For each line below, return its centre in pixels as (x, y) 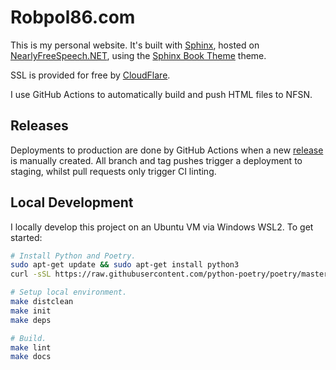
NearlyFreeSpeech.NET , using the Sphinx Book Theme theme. (138, 55)
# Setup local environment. (69, 292)
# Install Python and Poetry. (73, 256)
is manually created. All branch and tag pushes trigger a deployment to (156, 160)
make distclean (42, 302)
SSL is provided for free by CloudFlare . (90, 75)
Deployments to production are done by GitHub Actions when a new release (167, 150)
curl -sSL (31, 274)
